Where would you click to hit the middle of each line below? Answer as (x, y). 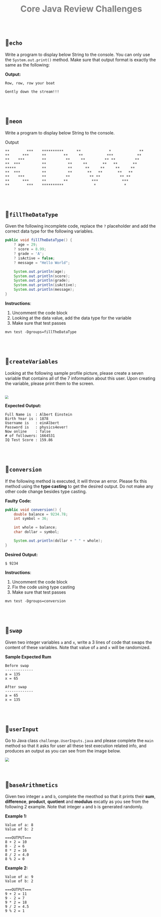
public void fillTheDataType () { (39, 240)
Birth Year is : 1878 (27, 418)
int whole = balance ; (35, 528)
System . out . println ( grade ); (42, 281)
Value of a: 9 (19, 877)
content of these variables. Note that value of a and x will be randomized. (78, 647)
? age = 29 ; (26, 245)
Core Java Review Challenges (81, 9)
